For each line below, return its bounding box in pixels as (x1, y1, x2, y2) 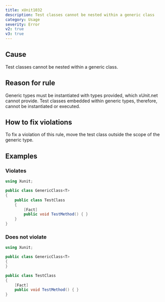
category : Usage (5, 17, 40, 22)
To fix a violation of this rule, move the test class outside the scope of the (5, 132, 160, 138)
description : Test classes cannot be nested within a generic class (5, 12, 155, 17)
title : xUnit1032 (5, 7, 43, 13)
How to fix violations (5, 118, 72, 127)
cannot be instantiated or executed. (5, 103, 80, 109)
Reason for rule (5, 79, 55, 88)
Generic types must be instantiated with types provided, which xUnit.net (5, 92, 158, 98)
